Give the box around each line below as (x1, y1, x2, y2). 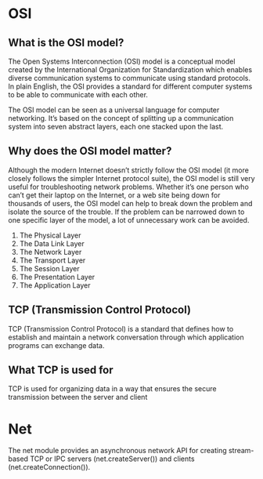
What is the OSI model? (8, 36, 124, 49)
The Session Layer (19, 263, 80, 273)
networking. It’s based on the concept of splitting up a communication (8, 114, 234, 122)
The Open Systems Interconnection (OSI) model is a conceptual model (8, 56, 236, 66)
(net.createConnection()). (8, 463, 91, 472)
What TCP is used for (8, 364, 113, 377)
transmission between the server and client (8, 393, 148, 402)
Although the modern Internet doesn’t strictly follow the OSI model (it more (8, 165, 249, 175)
